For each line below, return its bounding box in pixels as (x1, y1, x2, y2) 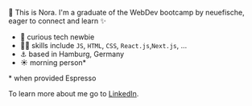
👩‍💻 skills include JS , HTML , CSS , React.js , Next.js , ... (19, 41, 188, 50)
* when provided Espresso (8, 73, 97, 83)
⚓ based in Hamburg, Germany (19, 49, 125, 59)
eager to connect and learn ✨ (8, 16, 106, 26)
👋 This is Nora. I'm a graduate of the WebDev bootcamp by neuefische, (8, 8, 245, 17)
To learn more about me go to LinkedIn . (8, 89, 139, 98)
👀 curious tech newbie (19, 32, 95, 42)
